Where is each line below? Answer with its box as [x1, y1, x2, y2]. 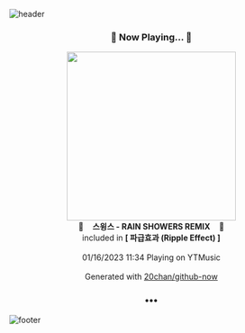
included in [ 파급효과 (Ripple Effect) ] [82, 232, 221, 243]
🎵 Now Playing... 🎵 [110, 31, 193, 43]
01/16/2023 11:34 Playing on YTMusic [82, 252, 221, 263]
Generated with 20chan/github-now [85, 271, 218, 283]
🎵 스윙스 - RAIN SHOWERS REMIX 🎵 [77, 221, 225, 232]
